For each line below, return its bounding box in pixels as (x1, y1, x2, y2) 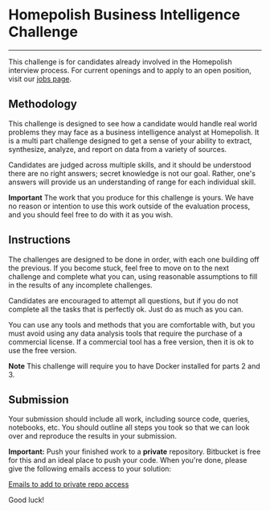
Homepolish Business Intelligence (8, 6, 241, 24)
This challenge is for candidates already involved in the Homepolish (8, 56, 233, 66)
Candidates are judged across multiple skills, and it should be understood (8, 159, 252, 170)
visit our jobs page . (8, 74, 72, 84)
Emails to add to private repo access (8, 480, 129, 489)
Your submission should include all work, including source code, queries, (8, 414, 251, 424)
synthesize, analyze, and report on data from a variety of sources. (8, 144, 227, 154)
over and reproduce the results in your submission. (8, 431, 177, 441)
